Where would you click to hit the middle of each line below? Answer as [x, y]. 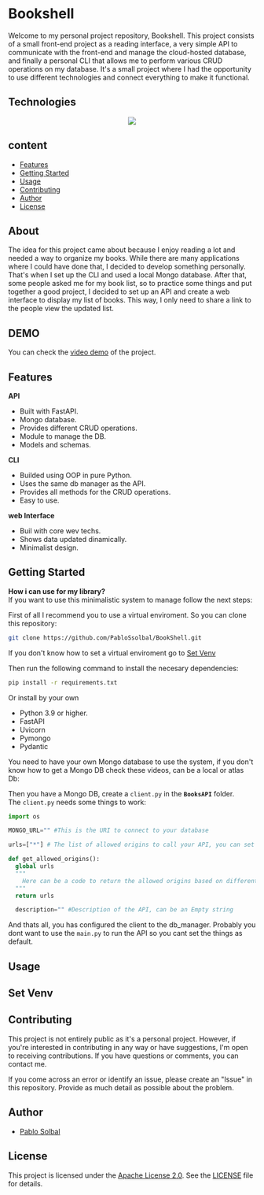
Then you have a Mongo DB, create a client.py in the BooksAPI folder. [121, 793]
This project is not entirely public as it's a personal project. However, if [122, 1039]
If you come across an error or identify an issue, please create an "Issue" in [130, 1079]
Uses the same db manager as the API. [82, 484]
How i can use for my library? [57, 591]
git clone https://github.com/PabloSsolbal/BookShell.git [105, 638]
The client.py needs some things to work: [77, 802]
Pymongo [35, 738]
